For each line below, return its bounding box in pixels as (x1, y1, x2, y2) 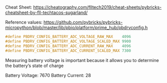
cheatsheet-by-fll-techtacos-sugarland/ (5, 9, 88, 15)
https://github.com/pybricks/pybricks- (43, 19, 123, 25)
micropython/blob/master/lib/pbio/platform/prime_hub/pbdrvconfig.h (5, 24, 148, 30)
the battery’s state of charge (5, 62, 64, 68)
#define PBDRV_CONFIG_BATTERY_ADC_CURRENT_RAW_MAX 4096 (5, 43, 131, 48)
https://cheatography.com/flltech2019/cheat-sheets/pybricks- (33, 4, 162, 10)
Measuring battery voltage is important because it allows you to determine (5, 57, 159, 63)
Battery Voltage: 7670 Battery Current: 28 (5, 72, 91, 78)
